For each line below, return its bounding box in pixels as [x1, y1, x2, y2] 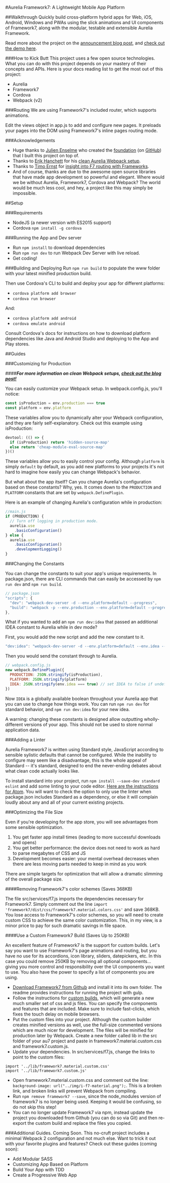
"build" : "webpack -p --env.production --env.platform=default [10, 605, 146, 610]
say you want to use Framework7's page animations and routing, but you [5, 947, 157, 953]
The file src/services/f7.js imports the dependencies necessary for [5, 895, 144, 902]
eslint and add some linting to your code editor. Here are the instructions [5, 783, 158, 789]
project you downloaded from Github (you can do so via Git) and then [12, 1115, 158, 1121]
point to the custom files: [12, 1054, 65, 1060]
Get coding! [12, 255, 37, 261]
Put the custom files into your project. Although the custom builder [12, 1016, 152, 1022]
